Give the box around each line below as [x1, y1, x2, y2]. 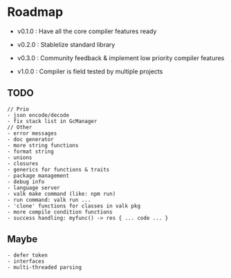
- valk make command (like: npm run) [7, 190, 116, 197]
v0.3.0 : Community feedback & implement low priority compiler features [17, 53, 225, 62]
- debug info [7, 178, 45, 185]
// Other [7, 124, 33, 131]
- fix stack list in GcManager [7, 118, 98, 124]
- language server [7, 184, 60, 191]
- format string [7, 148, 54, 155]
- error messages [7, 129, 57, 137]
